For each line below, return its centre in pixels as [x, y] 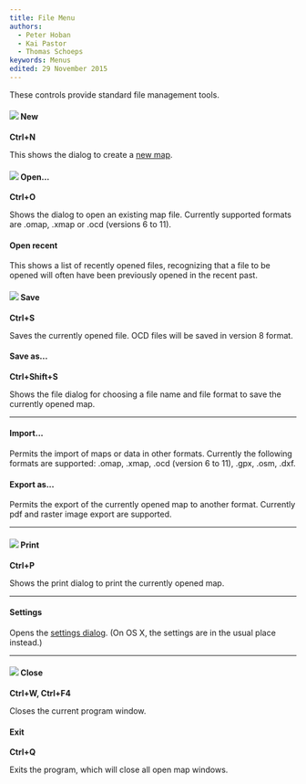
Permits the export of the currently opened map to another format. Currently [153, 505]
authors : [26, 26]
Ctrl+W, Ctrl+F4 [40, 693]
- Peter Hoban [44, 35]
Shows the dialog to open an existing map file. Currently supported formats [150, 214]
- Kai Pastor [42, 43]
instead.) [26, 642]
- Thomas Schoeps [51, 52]
